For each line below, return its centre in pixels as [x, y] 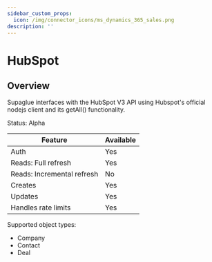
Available [121, 140]
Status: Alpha [26, 123]
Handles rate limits [41, 208]
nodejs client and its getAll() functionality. [66, 110]
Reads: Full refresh [41, 163]
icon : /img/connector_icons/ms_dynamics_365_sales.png [94, 20]
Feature [54, 140]
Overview [29, 86]
